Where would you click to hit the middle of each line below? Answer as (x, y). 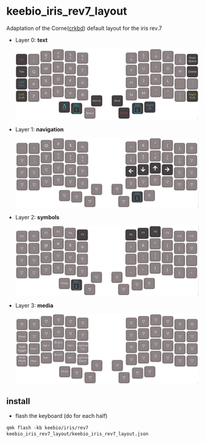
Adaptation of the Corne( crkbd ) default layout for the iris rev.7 (84, 28)
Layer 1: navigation (39, 129)
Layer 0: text (31, 40)
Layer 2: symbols (37, 217)
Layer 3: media (34, 305)
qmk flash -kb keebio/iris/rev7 (47, 428)
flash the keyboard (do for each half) (61, 416)
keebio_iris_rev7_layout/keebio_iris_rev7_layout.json (77, 434)
